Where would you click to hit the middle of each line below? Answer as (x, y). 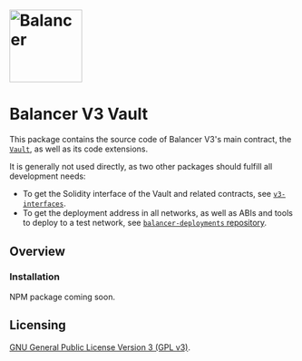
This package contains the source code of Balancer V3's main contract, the (151, 140)
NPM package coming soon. (63, 297)
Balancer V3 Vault (79, 114)
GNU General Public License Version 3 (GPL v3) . (100, 347)
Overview (38, 251)
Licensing (38, 325)
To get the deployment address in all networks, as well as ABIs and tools (157, 213)
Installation (35, 277)
